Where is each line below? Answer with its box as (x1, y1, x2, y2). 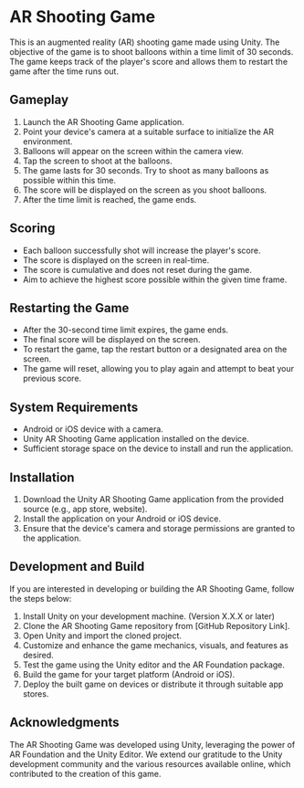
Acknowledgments (9, 715, 121, 730)
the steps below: (9, 593, 72, 604)
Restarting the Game (9, 299, 130, 316)
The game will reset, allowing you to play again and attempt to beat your (22, 363, 295, 374)
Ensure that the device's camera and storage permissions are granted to (22, 523, 295, 533)
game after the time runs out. (9, 66, 119, 77)
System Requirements (9, 399, 139, 415)
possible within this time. (22, 174, 117, 185)
